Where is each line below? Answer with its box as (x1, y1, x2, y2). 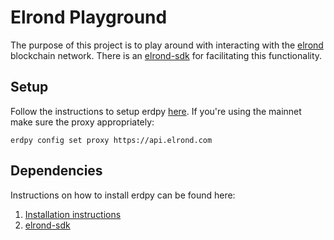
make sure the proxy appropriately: (10, 116, 155, 128)
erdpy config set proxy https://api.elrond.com (10, 135, 213, 145)
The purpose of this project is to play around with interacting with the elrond (10, 39, 324, 51)
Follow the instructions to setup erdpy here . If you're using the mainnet (10, 105, 302, 117)
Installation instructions (24, 208, 122, 220)
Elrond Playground (10, 6, 168, 29)
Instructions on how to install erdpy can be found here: (10, 189, 236, 201)
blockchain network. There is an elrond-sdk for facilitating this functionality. (10, 49, 323, 61)
